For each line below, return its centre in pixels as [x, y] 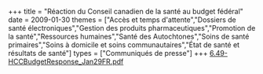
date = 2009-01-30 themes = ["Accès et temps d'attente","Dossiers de [122, 20]
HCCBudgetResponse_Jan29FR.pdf [66, 61]
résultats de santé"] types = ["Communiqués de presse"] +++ [108, 53]
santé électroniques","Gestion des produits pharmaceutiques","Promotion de [132, 28]
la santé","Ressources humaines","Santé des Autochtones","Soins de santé [129, 36]
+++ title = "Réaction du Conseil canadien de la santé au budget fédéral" [126, 11]
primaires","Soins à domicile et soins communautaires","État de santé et [124, 45]
